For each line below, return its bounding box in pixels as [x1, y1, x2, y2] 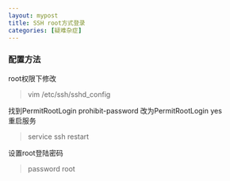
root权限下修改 [8, 73, 57, 83]
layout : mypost [8, 11, 59, 20]
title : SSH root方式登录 [8, 19, 86, 27]
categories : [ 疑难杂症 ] [8, 26, 82, 34]
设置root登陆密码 [8, 148, 63, 157]
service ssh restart [27, 132, 90, 141]
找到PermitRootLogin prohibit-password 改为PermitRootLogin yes [8, 106, 222, 115]
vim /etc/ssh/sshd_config [27, 89, 111, 99]
